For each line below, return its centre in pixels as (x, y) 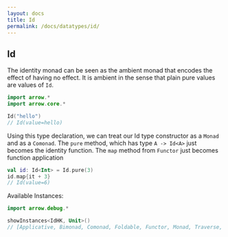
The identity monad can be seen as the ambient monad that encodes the (110, 71)
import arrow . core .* (37, 104)
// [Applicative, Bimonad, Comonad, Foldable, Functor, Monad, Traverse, (115, 227)
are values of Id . (30, 85)
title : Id (21, 20)
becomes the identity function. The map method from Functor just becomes (113, 150)
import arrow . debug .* (38, 209)
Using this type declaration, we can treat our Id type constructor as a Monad (113, 136)
